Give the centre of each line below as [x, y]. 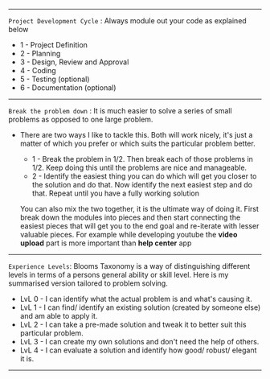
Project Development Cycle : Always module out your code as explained [127, 21]
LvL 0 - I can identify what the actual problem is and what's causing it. [136, 299]
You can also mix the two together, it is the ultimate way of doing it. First [139, 209]
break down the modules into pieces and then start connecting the [130, 217]
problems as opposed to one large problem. [81, 119]
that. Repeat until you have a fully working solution [115, 193]
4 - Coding [38, 70]
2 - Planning [40, 54]
